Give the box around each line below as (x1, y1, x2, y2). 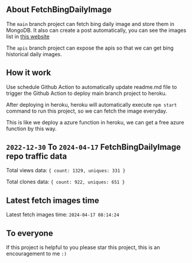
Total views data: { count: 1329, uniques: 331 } (6, 167, 126, 174)
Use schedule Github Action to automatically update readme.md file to (6, 83, 177, 90)
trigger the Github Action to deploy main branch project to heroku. (6, 90, 167, 97)
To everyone (6, 228, 53, 238)
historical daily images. (6, 50, 62, 58)
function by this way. (6, 125, 57, 132)
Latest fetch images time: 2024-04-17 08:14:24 (6, 211, 119, 218)
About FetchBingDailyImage (6, 5, 112, 15)
